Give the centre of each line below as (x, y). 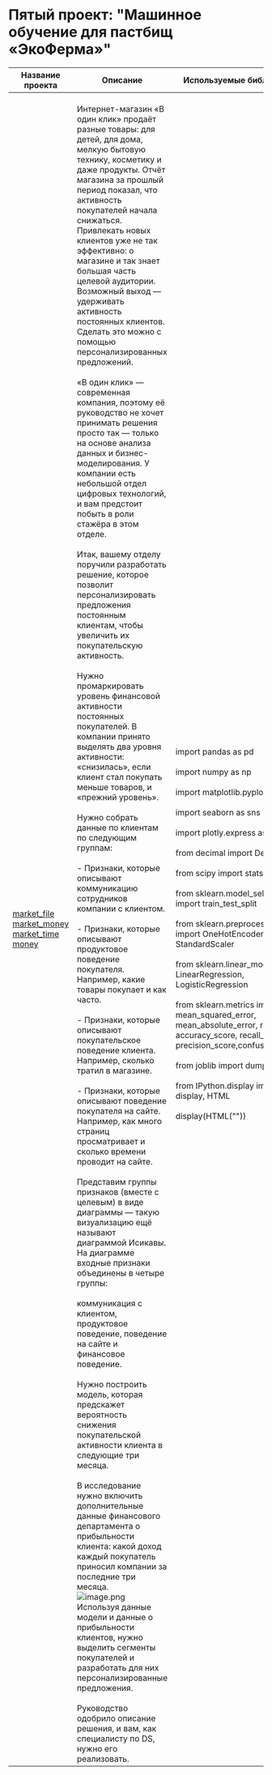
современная (104, 392)
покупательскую (110, 645)
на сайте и (97, 1343)
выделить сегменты (116, 1647)
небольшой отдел (112, 483)
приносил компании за (122, 1566)
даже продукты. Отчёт (121, 169)
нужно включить (110, 1496)
